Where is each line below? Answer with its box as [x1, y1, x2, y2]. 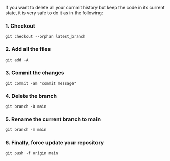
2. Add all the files [5, 46, 51, 53]
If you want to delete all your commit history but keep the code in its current [5, 5, 165, 10]
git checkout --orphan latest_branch [5, 34, 86, 39]
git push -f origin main [5, 150, 58, 156]
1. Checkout [5, 22, 35, 30]
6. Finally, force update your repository [5, 139, 104, 146]
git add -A [5, 57, 29, 63]
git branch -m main [5, 127, 47, 132]
